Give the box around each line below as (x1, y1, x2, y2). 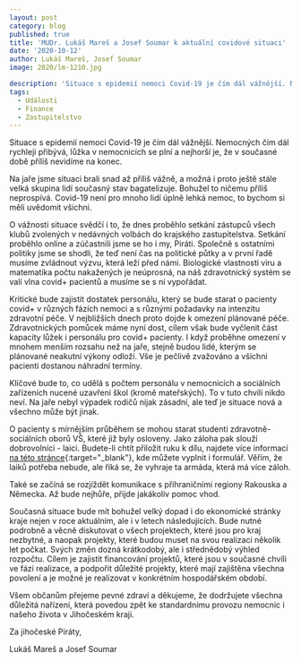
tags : (9, 87, 30, 97)
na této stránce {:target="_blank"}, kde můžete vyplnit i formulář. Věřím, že (9, 452, 283, 463)
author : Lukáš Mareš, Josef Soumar (9, 55, 142, 64)
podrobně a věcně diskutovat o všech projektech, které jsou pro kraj (9, 525, 262, 536)
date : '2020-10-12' (9, 47, 82, 56)
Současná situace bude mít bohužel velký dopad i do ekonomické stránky (9, 506, 281, 517)
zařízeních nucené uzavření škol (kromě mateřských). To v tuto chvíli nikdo (9, 387, 286, 399)
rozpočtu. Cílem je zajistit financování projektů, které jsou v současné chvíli (9, 554, 287, 564)
